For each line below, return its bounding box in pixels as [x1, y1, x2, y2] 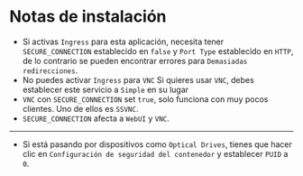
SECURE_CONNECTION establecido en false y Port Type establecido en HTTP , [22, 45, 294, 56]
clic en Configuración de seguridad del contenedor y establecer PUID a [22, 148, 289, 159]
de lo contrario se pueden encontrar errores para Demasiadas [22, 55, 248, 66]
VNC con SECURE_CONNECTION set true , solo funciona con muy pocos [22, 93, 269, 105]
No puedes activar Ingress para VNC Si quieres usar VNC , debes [22, 74, 254, 85]
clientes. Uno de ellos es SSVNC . [22, 103, 139, 114]
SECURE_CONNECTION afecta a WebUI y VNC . [22, 113, 170, 124]
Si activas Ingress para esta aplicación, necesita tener [22, 36, 225, 47]
